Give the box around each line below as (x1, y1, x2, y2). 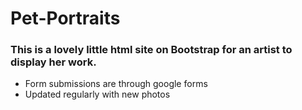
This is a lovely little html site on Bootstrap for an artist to (10, 43, 293, 57)
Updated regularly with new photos (24, 88, 171, 101)
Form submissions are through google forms (24, 78, 208, 90)
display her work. (10, 55, 97, 69)
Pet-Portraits (10, 7, 121, 30)
